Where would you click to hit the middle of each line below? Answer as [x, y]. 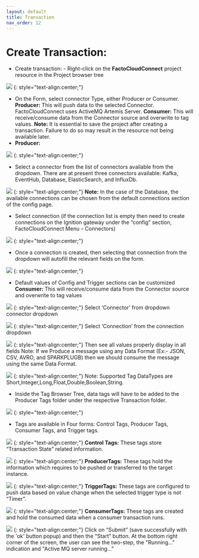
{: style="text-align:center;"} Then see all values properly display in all [100, 345]
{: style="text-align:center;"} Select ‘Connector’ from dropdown [91, 308]
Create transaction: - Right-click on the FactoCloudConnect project [98, 68]
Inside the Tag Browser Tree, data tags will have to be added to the [97, 394]
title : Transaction [30, 17]
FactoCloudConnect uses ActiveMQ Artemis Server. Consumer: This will [104, 111]
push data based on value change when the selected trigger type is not [94, 492]
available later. [32, 137]
